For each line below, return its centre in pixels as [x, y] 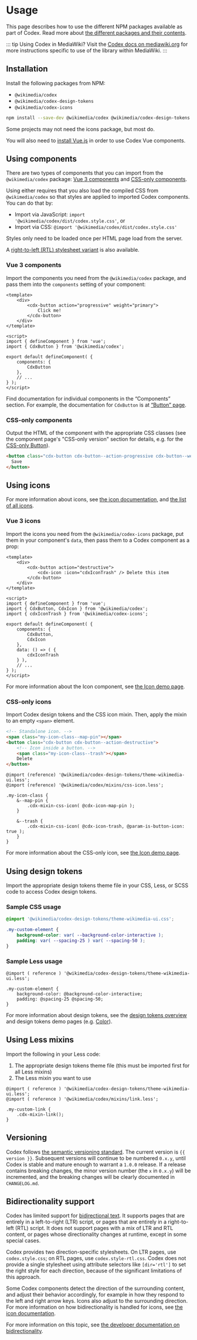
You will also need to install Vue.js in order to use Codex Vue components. [96, 140]
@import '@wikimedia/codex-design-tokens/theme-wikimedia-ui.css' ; [90, 919]
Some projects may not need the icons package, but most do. [81, 129]
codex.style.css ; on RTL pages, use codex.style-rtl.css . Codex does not [96, 1258]
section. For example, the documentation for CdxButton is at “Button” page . [96, 405]
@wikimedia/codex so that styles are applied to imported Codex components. [98, 197]
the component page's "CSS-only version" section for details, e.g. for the [95, 439]
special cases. [23, 1241]
